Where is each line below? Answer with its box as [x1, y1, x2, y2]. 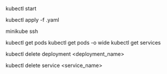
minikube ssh [5, 28, 39, 35]
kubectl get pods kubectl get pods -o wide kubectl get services [5, 39, 161, 46]
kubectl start [5, 5, 37, 12]
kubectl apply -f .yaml [5, 16, 59, 23]
